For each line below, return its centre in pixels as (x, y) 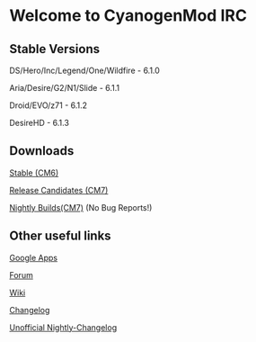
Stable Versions (55, 49)
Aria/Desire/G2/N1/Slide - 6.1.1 (65, 88)
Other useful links (60, 236)
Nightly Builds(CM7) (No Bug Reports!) (81, 207)
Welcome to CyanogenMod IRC (128, 16)
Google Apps (34, 257)
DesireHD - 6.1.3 (40, 123)
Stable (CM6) (34, 173)
